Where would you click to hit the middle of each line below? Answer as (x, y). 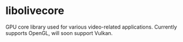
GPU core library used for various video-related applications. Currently (91, 27)
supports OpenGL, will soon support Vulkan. (59, 33)
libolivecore (35, 11)
